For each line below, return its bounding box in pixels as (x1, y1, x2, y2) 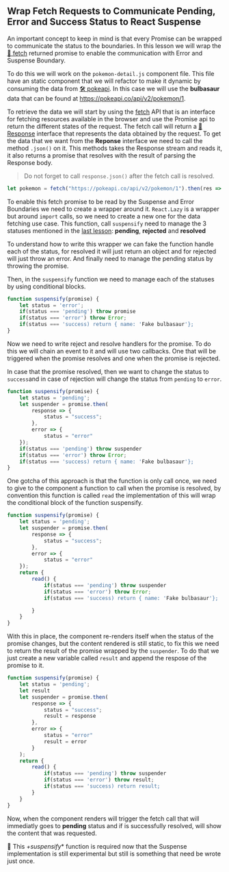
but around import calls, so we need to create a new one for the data (7, 212, 200, 220)
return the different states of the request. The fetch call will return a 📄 (7, 122, 203, 130)
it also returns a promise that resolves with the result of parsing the (7, 151, 196, 160)
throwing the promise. (7, 262, 69, 270)
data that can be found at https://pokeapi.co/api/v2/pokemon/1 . (7, 94, 186, 102)
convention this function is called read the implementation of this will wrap (7, 491, 217, 499)
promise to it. (7, 661, 44, 670)
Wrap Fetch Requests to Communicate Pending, (7, 5, 216, 17)
